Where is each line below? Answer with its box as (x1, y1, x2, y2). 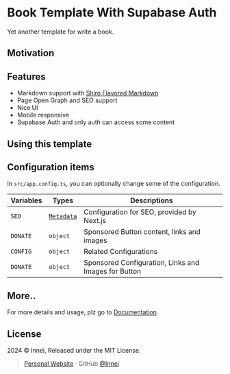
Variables (10, 196, 42, 205)
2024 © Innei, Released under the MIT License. (7, 346, 141, 354)
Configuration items (7, 161, 94, 173)
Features (7, 71, 46, 82)
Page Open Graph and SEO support (16, 96, 118, 104)
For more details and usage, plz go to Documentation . (7, 308, 159, 316)
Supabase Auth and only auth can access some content (16, 118, 175, 126)
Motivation (7, 47, 55, 59)
